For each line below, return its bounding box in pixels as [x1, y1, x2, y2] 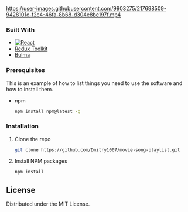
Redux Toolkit [14, 45, 48, 52]
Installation [6, 122, 39, 131]
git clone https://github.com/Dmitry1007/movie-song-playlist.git [14, 146, 180, 153]
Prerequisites [6, 66, 45, 74]
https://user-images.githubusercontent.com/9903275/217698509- [6, 5, 167, 12]
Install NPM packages [14, 158, 67, 165]
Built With [6, 26, 35, 34]
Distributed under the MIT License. [6, 200, 90, 207]
